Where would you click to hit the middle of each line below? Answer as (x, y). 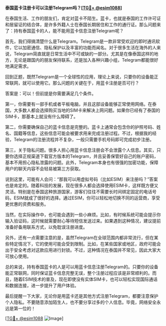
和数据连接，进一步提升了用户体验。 (42, 285)
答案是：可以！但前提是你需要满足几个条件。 (51, 93)
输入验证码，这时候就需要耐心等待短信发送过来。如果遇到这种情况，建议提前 (83, 221)
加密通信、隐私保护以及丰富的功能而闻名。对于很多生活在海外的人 (89, 47)
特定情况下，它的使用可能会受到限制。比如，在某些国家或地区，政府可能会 (85, 244)
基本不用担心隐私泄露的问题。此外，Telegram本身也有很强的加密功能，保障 (82, 163)
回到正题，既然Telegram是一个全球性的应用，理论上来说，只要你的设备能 (80, 77)
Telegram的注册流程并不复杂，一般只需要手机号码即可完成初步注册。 (84, 139)
